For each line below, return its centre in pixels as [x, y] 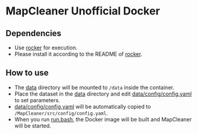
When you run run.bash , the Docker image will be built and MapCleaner [103, 119]
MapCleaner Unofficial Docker [83, 11]
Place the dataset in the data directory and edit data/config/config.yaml [103, 94]
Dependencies [33, 33]
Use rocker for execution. [46, 47]
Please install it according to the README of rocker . [78, 54]
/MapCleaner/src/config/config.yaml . [61, 113]
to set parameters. [37, 100]
